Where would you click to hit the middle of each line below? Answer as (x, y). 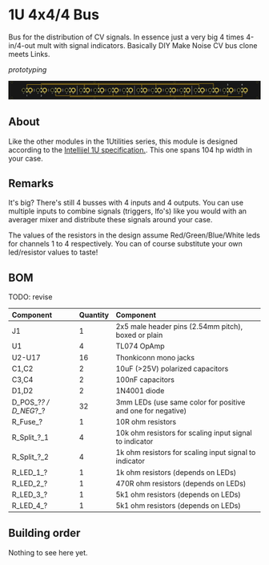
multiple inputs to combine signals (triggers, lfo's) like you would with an (127, 211)
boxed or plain (139, 335)
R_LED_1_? (30, 472)
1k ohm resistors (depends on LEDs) (176, 472)
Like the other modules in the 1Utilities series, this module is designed (123, 141)
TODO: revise (30, 297)
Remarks (31, 183)
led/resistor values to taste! (53, 252)
